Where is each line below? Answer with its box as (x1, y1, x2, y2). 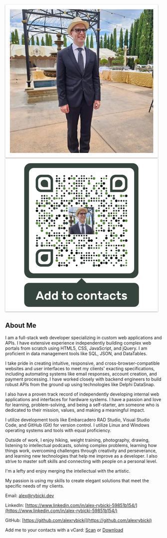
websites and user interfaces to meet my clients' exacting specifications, (5, 365, 155, 371)
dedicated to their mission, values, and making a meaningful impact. (5, 407, 146, 413)
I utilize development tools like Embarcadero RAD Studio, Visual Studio (5, 417, 150, 423)
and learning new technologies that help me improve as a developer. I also (5, 453, 158, 459)
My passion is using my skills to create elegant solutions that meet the (5, 478, 150, 484)
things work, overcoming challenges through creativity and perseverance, (5, 448, 157, 454)
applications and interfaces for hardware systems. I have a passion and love (5, 396, 162, 402)
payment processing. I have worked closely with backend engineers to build (5, 376, 162, 382)
